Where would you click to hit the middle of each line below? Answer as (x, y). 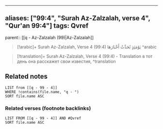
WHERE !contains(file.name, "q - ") (42, 92)
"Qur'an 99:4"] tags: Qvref (47, 26)
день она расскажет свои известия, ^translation (66, 61)
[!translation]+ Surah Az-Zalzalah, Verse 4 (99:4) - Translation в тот (85, 56)
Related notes (26, 77)
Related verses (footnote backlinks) (48, 108)
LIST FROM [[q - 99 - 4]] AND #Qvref (43, 118)
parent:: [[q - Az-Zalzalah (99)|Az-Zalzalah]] (49, 37)
